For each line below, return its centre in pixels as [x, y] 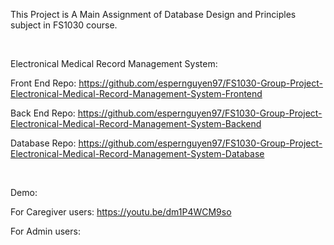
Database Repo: [43, 143]
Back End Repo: [43, 113]
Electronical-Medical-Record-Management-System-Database [137, 153]
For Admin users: [45, 231]
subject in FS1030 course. [64, 25]
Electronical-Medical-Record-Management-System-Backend [136, 123]
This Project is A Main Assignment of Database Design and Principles [153, 14]
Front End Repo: [43, 83]
